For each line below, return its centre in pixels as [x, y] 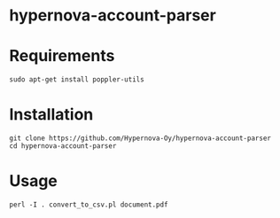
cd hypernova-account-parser [63, 146]
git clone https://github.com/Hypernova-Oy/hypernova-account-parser [140, 138]
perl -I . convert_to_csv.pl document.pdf [89, 205]
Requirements [62, 56]
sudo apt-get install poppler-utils [77, 80]
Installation [51, 115]
